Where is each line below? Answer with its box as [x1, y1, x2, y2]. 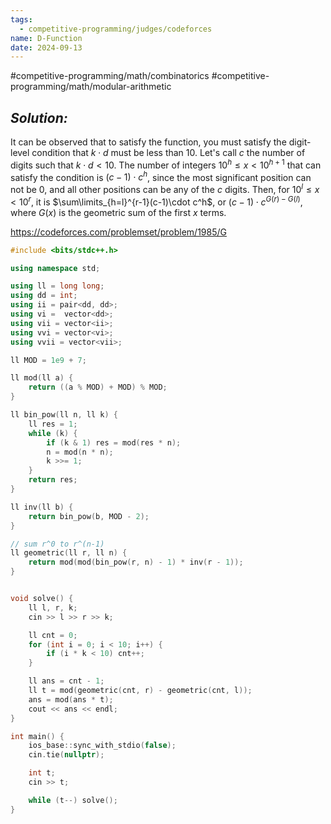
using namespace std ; [10, 263, 101, 273]
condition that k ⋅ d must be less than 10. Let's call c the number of [31, 147, 306, 159]
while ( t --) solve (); [28, 795, 118, 805]
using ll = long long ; [10, 281, 105, 291]
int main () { [10, 731, 65, 741]
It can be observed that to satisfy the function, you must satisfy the [10, 136, 287, 148]
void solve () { [10, 594, 74, 604]
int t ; [28, 768, 56, 778]
